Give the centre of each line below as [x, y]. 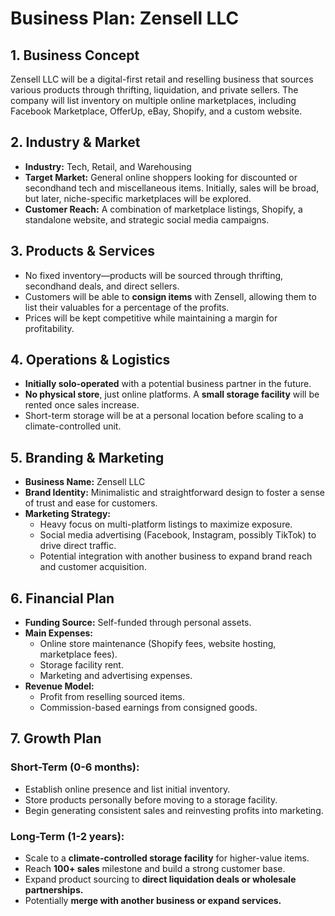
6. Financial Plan [62, 598]
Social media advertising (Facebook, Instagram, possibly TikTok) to [178, 535]
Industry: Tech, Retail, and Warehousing [108, 166]
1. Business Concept [75, 55]
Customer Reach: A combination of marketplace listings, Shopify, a [163, 209]
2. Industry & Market [75, 142]
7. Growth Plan [56, 738]
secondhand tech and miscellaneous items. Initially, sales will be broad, [172, 188]
